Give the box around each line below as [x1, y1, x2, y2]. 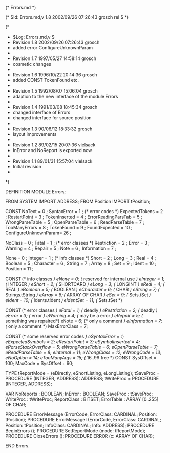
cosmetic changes [12, 61, 52, 67]
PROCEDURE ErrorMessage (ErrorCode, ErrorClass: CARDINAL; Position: [5, 411, 157, 417]
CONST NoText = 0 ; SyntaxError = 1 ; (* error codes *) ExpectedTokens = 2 [5, 208, 163, 214]
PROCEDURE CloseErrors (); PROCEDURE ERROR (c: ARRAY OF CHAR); [5, 433, 154, 439]
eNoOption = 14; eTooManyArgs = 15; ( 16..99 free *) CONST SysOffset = [5, 355, 157, 360]
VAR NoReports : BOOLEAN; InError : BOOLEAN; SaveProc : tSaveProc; [5, 391, 153, 397]
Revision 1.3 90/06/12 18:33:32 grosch [12, 126, 93, 132]
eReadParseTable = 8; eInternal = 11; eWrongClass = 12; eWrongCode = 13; [5, 349, 162, 355]
